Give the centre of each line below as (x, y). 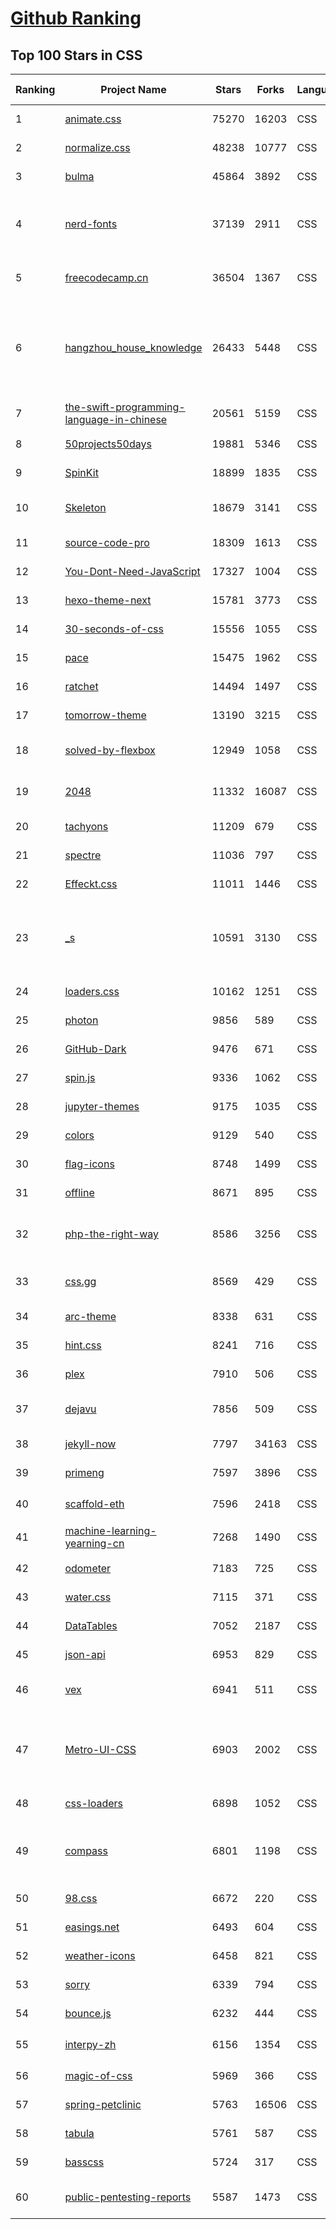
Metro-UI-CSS (100, 1749)
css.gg (80, 1281)
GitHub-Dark (95, 1049)
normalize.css (97, 147)
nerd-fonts (91, 224)
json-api (85, 1654)
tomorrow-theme (105, 715)
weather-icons (100, 1955)
